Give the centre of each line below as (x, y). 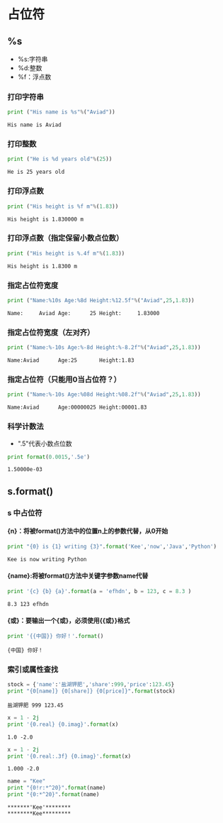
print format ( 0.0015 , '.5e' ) (49, 457)
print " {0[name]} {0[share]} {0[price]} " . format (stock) (91, 691)
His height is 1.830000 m (45, 219)
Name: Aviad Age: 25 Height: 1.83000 (84, 313)
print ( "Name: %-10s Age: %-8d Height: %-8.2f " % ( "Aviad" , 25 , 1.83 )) (104, 348)
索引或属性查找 (33, 669)
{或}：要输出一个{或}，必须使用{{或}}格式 (69, 621)
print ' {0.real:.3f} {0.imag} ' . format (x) (69, 756)
